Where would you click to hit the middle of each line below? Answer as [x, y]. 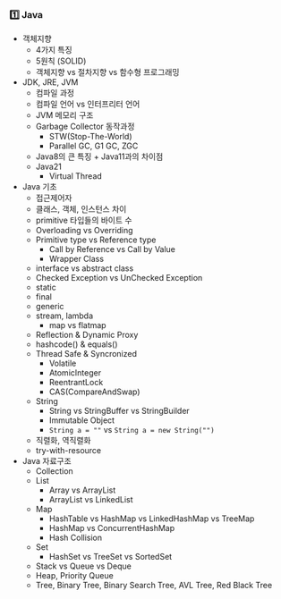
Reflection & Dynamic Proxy [87, 335]
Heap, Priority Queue [74, 576]
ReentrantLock [76, 383]
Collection [54, 471]
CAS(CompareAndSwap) [94, 392]
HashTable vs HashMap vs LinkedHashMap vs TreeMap [152, 519]
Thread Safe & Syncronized [86, 354]
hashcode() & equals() [77, 344]
